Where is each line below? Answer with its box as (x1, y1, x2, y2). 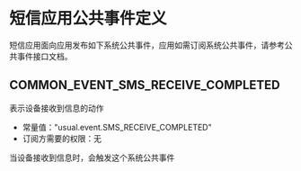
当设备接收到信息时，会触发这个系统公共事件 (9, 152, 175, 163)
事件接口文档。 (16, 50, 73, 61)
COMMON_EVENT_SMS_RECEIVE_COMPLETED (9, 77, 280, 93)
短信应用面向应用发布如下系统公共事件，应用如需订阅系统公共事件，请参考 (9, 40, 285, 50)
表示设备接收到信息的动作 (9, 103, 104, 113)
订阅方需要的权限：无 (22, 132, 102, 144)
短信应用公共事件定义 (9, 8, 168, 29)
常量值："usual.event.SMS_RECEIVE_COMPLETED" (22, 121, 213, 132)
